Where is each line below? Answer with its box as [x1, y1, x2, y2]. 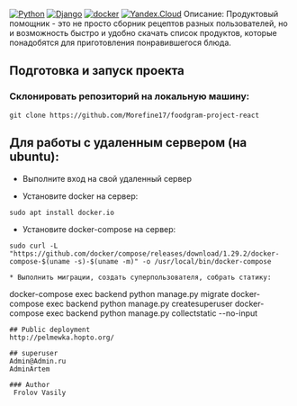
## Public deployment [9, 325, 91, 334]
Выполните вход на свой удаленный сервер [22, 173, 192, 184]
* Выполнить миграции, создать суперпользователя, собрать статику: [9, 273, 272, 282]
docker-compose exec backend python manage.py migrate [9, 288, 229, 299]
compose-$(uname [9, 257, 70, 266]
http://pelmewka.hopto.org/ [9, 333, 115, 342]
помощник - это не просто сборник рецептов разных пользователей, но [9, 18, 288, 29]
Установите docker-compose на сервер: [22, 223, 176, 234]
